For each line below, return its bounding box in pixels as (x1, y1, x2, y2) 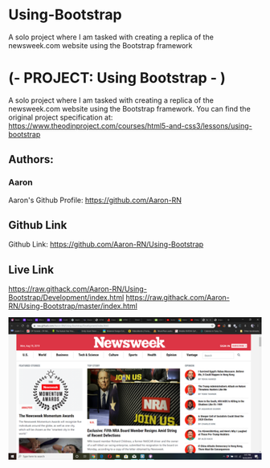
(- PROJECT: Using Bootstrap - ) (8, 69, 227, 87)
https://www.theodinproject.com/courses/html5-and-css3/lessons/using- (8, 120, 253, 130)
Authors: (8, 153, 54, 166)
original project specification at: (8, 112, 113, 122)
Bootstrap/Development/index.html (8, 293, 125, 303)
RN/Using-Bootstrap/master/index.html (8, 301, 138, 311)
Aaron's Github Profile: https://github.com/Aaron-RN (8, 195, 182, 205)
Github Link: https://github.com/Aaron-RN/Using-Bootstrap (8, 239, 204, 250)
